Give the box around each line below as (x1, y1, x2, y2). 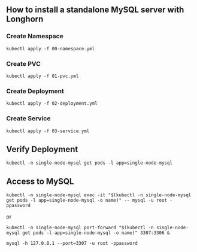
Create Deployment (6, 87, 64, 95)
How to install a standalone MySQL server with (6, 5, 184, 15)
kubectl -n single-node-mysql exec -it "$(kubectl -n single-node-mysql (6, 192, 192, 198)
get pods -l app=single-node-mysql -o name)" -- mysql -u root (6, 198, 168, 204)
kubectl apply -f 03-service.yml (6, 128, 90, 134)
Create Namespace (6, 32, 64, 41)
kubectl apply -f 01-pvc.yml (6, 73, 79, 79)
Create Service (6, 114, 51, 123)
